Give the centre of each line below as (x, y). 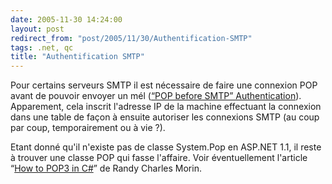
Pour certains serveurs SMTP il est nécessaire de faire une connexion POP (164, 85)
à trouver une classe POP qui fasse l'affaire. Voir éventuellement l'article (159, 158)
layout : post (37, 29)
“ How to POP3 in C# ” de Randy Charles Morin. (106, 168)
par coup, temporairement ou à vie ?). (88, 128)
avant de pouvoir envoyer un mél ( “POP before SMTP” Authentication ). (156, 96)
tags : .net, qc (42, 47)
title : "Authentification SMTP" (77, 57)
